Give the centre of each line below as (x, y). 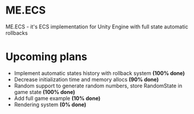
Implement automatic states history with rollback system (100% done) (99, 73)
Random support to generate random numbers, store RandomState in (98, 86)
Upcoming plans (47, 57)
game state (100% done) (45, 92)
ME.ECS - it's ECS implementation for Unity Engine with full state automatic (97, 27)
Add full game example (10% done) (57, 98)
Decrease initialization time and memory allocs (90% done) (86, 79)
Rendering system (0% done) (50, 105)
